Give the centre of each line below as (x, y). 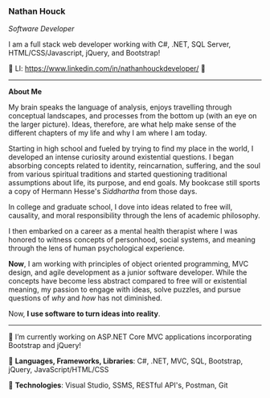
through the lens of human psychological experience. (96, 248)
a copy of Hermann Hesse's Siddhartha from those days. (103, 192)
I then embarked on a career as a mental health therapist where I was (123, 231)
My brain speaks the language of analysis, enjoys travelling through (120, 107)
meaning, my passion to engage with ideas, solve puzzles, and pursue (125, 290)
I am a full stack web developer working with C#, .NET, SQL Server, (120, 44)
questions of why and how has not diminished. (86, 298)
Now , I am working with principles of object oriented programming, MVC (129, 264)
